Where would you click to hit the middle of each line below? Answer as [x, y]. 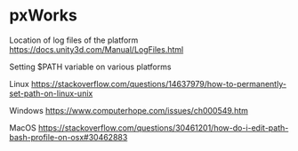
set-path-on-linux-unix [51, 93]
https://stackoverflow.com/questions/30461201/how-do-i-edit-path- [164, 127]
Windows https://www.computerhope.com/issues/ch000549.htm [129, 110]
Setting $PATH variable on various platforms [90, 67]
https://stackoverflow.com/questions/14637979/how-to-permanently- [159, 83]
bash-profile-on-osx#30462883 [68, 137]
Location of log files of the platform [74, 40]
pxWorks [43, 16]
